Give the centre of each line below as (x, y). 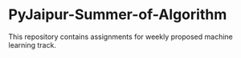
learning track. (32, 44)
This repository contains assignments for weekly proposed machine (120, 37)
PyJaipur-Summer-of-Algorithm (118, 15)
